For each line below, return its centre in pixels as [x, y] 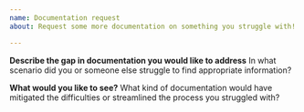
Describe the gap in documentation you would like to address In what [143, 60]
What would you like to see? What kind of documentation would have [141, 87]
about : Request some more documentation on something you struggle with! [153, 26]
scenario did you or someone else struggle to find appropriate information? [151, 70]
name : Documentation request [65, 18]
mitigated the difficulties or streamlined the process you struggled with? [145, 97]
